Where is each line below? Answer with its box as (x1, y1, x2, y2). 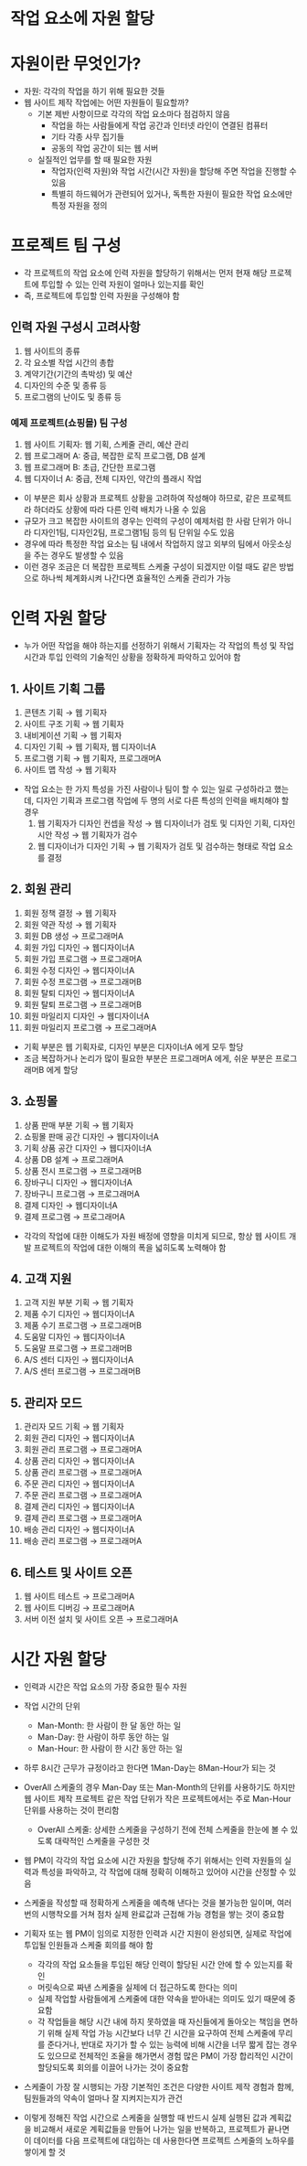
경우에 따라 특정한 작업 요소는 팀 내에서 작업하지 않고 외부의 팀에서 (23, 539, 260, 550)
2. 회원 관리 (10, 882, 72, 897)
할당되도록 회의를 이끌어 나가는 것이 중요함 (37, 2062, 190, 2073)
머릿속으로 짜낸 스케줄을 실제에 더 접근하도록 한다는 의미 (37, 1981, 238, 1992)
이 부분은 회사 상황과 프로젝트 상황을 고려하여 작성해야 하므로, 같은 (23, 493, 260, 504)
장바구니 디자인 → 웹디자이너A (23, 1176, 133, 1187)
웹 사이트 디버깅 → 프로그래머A (23, 1602, 135, 1613)
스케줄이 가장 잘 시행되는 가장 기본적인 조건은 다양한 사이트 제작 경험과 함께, (23, 2081, 295, 2092)
